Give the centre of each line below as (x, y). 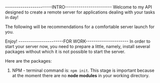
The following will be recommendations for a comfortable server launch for (80, 27)
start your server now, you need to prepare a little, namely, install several (78, 46)
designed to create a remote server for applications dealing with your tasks (80, 12)
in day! (12, 17)
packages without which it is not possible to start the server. (65, 51)
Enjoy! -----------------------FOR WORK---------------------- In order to (78, 41)
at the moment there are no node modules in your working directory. (81, 75)
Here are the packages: (28, 61)
